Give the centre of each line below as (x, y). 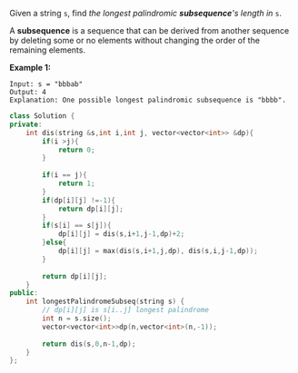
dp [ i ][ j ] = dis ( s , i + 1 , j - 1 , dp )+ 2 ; (121, 234)
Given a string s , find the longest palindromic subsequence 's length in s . (146, 13)
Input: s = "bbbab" (46, 84)
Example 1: (30, 68)
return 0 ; (76, 150)
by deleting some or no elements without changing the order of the (135, 40)
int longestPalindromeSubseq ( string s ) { (105, 302)
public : (24, 293)
